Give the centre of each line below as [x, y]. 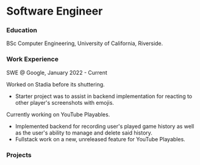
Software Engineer [55, 11]
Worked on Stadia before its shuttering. [55, 84]
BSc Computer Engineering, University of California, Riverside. [85, 43]
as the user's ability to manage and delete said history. [84, 133]
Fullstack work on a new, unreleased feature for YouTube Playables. [100, 139]
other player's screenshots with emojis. [65, 102]
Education [22, 30]
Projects [19, 155]
